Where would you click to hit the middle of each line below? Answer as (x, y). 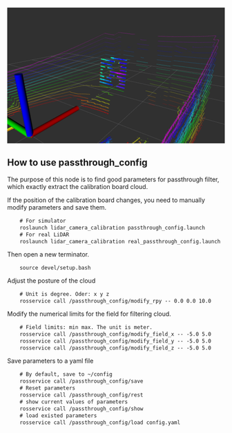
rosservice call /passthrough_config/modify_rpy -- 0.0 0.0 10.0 (116, 301)
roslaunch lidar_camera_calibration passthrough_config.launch (113, 228)
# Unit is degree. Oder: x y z (65, 294)
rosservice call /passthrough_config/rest (81, 395)
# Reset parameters (48, 388)
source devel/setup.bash (55, 268)
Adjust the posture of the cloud (51, 281)
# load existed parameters (58, 415)
